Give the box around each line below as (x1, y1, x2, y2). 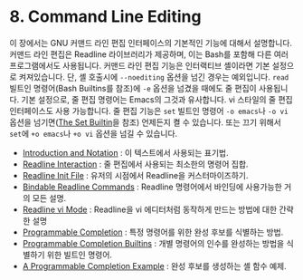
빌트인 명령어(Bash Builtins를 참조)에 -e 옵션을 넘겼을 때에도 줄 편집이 (9, 82, 257, 93)
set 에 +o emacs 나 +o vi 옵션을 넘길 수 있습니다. (9, 128, 178, 139)
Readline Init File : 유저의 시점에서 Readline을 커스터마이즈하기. (22, 169, 249, 180)
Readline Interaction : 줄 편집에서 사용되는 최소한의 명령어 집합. (22, 159, 249, 169)
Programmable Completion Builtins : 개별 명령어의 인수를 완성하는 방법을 (22, 237, 285, 248)
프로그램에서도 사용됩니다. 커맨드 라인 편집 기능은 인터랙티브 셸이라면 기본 (9, 60, 270, 71)
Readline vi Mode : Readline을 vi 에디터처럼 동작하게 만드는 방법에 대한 (22, 204, 278, 215)
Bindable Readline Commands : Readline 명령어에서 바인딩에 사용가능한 (22, 181, 282, 192)
